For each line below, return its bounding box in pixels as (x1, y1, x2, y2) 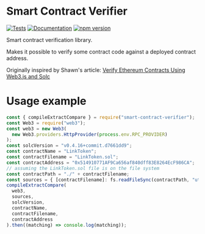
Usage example (6, 94, 87, 108)
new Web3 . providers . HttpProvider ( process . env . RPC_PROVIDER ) (12, 131, 168, 138)
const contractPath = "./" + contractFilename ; (6, 171, 130, 177)
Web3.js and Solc (6, 73, 51, 80)
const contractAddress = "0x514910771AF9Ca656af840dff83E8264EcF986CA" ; (6, 160, 195, 166)
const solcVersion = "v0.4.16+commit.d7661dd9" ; (6, 143, 132, 149)
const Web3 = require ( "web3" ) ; (6, 120, 86, 126)
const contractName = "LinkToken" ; (6, 148, 97, 155)
